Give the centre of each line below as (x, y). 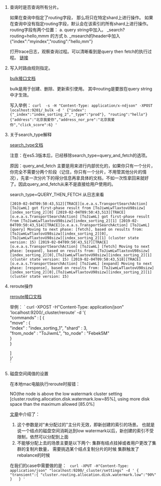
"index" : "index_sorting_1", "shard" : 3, (49, 328)
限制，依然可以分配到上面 (43, 437)
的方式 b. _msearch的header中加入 (85, 36)
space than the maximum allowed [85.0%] (52, 404)
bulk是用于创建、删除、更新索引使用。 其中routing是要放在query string (81, 89)
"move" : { (20, 323)
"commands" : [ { (27, 318)
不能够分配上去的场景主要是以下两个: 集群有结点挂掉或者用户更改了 (84, 443)
